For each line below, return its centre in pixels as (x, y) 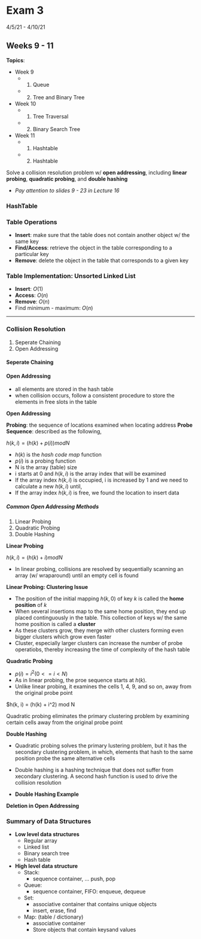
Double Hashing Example (47, 794)
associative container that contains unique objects (95, 904)
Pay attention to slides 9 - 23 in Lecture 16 (67, 190)
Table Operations (32, 222)
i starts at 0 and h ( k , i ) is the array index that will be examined (90, 474)
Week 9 (24, 72)
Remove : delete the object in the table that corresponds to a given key (102, 260)
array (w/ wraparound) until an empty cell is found (77, 576)
